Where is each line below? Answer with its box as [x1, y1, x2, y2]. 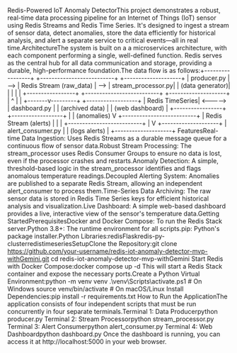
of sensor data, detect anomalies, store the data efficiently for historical [7, 28, 216, 37]
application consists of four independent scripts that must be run [7, 300, 197, 308]
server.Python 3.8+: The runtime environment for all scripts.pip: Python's [7, 225, 220, 232]
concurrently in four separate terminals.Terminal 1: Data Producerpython [7, 308, 218, 315]
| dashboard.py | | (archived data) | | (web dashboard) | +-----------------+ [7, 104, 226, 112]
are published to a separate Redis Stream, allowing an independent [7, 179, 203, 187]
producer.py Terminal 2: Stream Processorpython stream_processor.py [7, 315, 214, 323]
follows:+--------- [178, 67, 231, 74]
